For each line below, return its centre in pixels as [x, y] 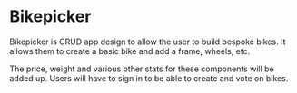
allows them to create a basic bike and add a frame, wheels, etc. [130, 51]
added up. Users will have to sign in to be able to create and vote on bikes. [149, 78]
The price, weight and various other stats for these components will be [142, 69]
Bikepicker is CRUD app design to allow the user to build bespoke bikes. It [148, 42]
